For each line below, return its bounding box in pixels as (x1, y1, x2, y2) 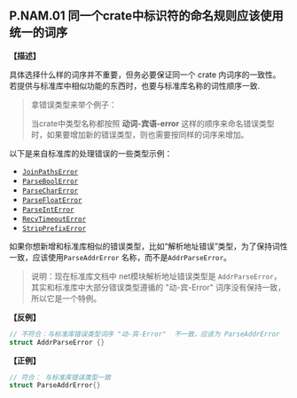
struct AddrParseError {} (9, 338, 105, 346)
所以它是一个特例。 (30, 292, 102, 304)
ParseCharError (21, 186, 79, 195)
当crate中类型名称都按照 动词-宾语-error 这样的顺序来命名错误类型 (30, 118, 275, 129)
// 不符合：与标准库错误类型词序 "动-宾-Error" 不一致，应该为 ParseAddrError (9, 330, 281, 338)
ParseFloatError (21, 195, 82, 204)
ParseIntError (21, 205, 74, 214)
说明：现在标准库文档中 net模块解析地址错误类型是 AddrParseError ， (30, 270, 282, 282)
